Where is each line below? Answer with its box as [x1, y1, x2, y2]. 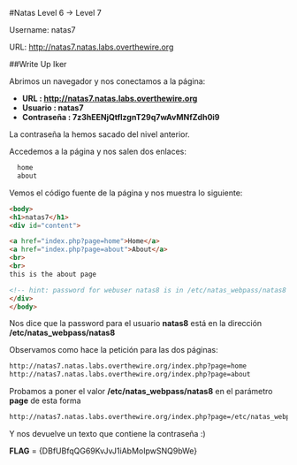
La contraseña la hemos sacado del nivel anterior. [9, 129, 190, 140]
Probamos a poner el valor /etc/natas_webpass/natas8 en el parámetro [9, 386, 273, 397]
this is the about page [9, 270, 97, 278]
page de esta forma [9, 395, 81, 406]
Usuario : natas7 [21, 103, 84, 113]
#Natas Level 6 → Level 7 [9, 8, 102, 18]
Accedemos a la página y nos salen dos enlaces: [9, 146, 187, 156]
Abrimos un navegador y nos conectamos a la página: [9, 76, 206, 87]
